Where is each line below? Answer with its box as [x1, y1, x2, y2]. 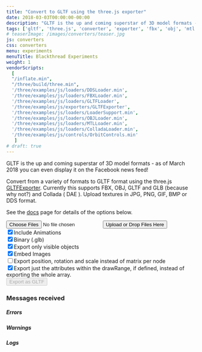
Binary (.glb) [14, 236, 44, 243]
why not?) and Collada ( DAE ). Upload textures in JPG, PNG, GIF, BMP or [6, 190, 188, 197]
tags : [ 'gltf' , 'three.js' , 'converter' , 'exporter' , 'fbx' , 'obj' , [6, 25, 182, 32]
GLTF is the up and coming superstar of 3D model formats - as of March [6, 159, 185, 167]
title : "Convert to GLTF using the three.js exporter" [6, 8, 147, 15]
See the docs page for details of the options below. [6, 208, 133, 215]
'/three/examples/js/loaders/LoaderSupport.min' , [11, 110, 138, 116]
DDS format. [6, 197, 37, 204]
